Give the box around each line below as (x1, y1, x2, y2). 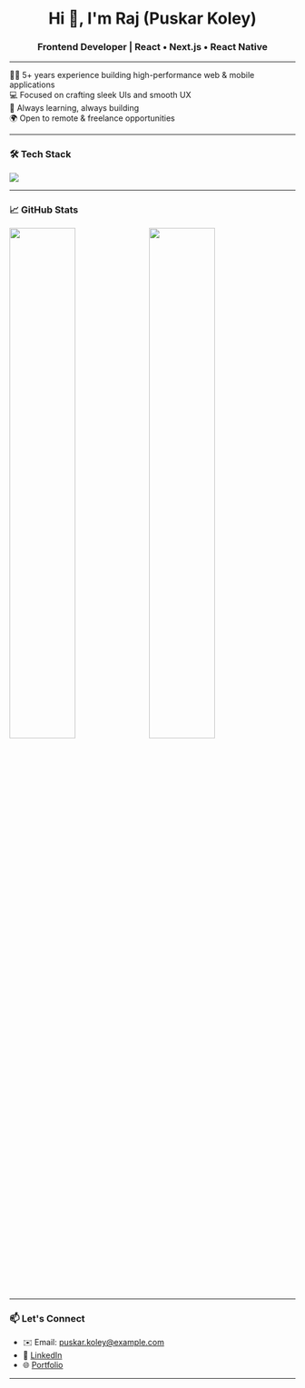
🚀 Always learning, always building (9, 103, 140, 114)
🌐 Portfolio (22, 1360, 64, 1371)
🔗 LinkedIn (22, 1350, 63, 1361)
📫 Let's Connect (9, 1313, 85, 1324)
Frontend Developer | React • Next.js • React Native (37, 41, 268, 54)
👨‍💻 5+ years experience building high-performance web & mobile (9, 70, 255, 81)
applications (9, 79, 55, 90)
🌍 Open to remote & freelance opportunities (9, 113, 175, 124)
